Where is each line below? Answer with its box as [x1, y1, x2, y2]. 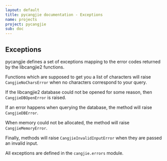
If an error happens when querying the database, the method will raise [5, 104, 152, 110]
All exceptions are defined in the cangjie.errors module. [5, 150, 124, 156]
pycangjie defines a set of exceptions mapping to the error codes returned [5, 58, 161, 65]
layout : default [5, 7, 39, 13]
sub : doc [5, 26, 24, 31]
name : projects [5, 17, 37, 22]
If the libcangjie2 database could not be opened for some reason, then [5, 89, 153, 95]
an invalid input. [5, 140, 38, 146]
